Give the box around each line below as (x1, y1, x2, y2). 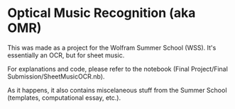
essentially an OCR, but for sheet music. (7, 51, 125, 59)
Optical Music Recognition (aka (7, 5, 196, 21)
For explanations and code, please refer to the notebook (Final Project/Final (7, 64, 229, 73)
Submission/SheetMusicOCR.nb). (7, 72, 105, 81)
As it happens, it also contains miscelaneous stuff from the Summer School (7, 86, 227, 94)
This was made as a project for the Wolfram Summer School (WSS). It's (7, 43, 217, 52)
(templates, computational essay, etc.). (7, 93, 121, 102)
